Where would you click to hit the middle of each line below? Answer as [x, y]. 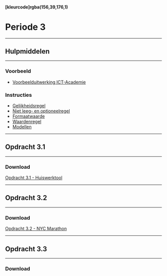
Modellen [22, 127]
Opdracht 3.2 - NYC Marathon [36, 229]
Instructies [19, 95]
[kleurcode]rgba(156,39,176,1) [37, 7]
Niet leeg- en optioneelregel [41, 111]
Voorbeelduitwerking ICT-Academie [49, 82]
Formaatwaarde [29, 116]
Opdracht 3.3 [26, 249]
